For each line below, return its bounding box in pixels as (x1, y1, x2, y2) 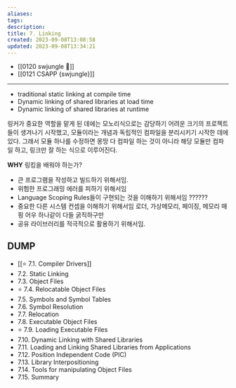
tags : (7, 17, 23, 24)
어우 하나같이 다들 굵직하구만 (25, 211, 104, 219)
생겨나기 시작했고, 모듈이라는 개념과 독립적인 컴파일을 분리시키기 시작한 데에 (20, 128, 229, 136)
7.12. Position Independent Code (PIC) (17, 350, 127, 358)
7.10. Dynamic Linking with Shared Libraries (17, 335, 143, 344)
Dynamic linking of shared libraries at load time (17, 98, 155, 105)
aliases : (7, 10, 33, 18)
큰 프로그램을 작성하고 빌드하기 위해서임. (17, 176, 129, 183)
